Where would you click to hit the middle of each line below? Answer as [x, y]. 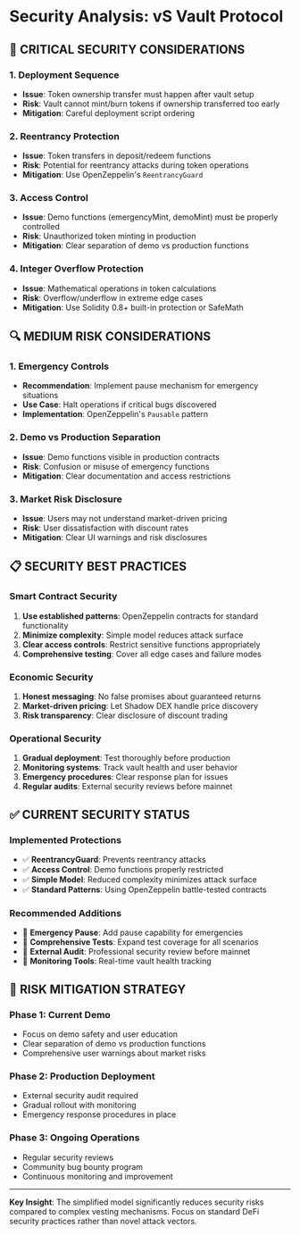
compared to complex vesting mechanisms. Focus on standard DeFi [134, 1211]
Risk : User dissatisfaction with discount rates [105, 528]
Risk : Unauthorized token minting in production [109, 236]
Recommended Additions [66, 913]
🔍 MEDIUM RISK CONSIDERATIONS [110, 337]
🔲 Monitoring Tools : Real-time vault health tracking [117, 961]
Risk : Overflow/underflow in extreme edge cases [112, 297]
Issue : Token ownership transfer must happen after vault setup [138, 94]
